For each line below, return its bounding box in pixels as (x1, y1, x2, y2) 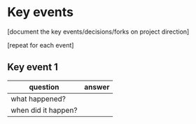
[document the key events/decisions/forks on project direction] (7, 27, 190, 36)
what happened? (10, 94, 66, 104)
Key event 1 (7, 61, 58, 74)
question (29, 82, 59, 92)
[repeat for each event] (7, 41, 74, 49)
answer (83, 82, 110, 92)
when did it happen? (10, 105, 78, 115)
